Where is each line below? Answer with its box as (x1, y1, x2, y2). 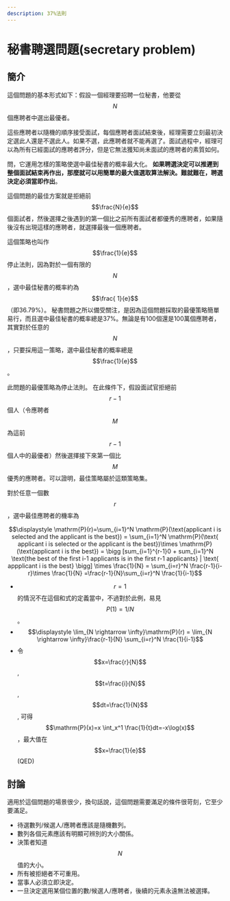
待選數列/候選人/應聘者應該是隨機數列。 (16, 821, 130, 830)
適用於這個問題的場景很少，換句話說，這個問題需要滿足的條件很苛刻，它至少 (7, 798, 223, 806)
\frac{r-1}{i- (189, 561, 222, 570)
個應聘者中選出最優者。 (7, 113, 73, 122)
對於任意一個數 (7, 488, 49, 497)
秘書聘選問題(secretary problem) (7, 42, 196, 57)
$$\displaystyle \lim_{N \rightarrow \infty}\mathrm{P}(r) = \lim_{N (27, 628, 212, 636)
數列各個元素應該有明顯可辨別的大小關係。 (16, 830, 138, 838)
